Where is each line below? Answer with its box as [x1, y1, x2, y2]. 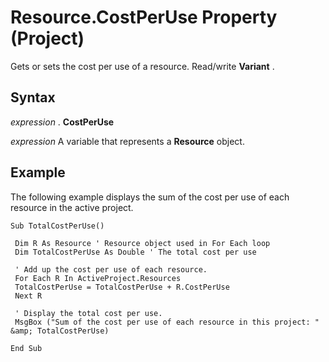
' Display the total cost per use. [14, 308, 163, 318]
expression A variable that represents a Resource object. [10, 135, 245, 147]
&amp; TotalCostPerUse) [10, 326, 110, 336]
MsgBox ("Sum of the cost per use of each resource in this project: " [14, 317, 320, 327]
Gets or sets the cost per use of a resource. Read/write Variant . [10, 60, 275, 72]
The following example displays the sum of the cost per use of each [10, 191, 290, 203]
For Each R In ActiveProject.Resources [14, 273, 182, 283]
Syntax [10, 89, 56, 106]
